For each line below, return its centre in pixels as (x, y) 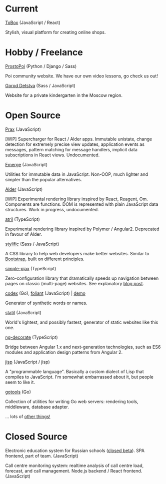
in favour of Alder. (24, 234)
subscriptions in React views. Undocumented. (52, 155)
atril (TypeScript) (22, 219)
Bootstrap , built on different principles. (45, 259)
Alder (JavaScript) (24, 189)
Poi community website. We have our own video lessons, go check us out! (82, 76)
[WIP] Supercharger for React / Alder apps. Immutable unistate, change (79, 139)
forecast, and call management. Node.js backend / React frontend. (74, 471)
